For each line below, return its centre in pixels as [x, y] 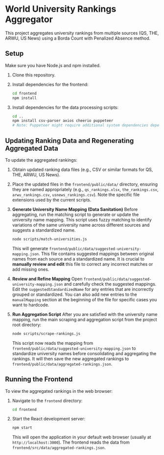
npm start [22, 428]
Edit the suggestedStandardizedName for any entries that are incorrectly [83, 289]
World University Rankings [61, 9]
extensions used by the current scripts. [52, 200]
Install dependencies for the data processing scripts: [65, 107]
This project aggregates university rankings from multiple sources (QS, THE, [82, 33]
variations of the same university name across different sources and [81, 225]
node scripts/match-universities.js [49, 239]
